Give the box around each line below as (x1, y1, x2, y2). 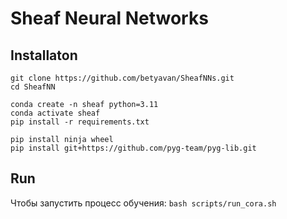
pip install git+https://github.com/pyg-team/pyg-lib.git (10, 143, 257, 153)
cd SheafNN (10, 82, 56, 92)
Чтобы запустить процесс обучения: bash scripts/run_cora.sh (10, 197, 277, 209)
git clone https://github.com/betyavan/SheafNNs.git (10, 73, 235, 83)
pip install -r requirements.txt (10, 117, 150, 127)
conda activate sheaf (10, 108, 101, 118)
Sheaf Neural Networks (10, 7, 209, 30)
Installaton (10, 47, 78, 64)
